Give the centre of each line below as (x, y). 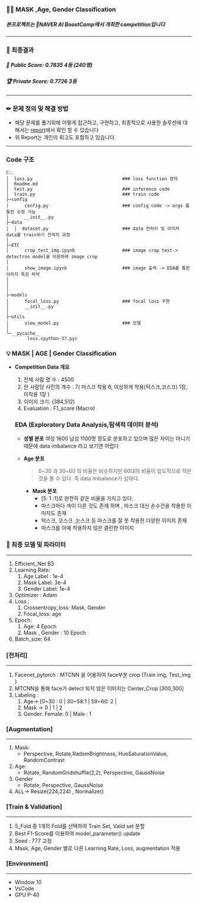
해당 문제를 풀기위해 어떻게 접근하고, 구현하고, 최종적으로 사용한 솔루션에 (98, 123)
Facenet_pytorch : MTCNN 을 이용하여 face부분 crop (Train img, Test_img (103, 674)
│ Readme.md (22, 184)
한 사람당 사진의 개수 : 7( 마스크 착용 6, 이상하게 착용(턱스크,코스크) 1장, (105, 387)
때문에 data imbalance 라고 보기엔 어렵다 (71, 446)
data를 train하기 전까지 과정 (38, 235)
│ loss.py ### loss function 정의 (92, 179)
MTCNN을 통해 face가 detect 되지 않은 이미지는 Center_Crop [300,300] (99, 688)
